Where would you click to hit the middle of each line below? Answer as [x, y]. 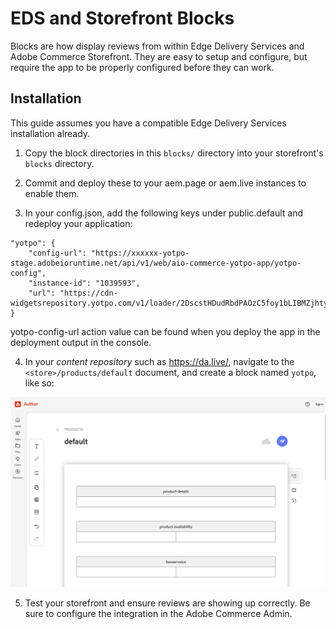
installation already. [50, 133]
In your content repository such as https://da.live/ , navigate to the [159, 361]
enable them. [52, 193]
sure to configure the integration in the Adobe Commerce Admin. [158, 614]
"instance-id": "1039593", [84, 283]
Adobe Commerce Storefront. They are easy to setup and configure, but [159, 56]
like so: [39, 383]
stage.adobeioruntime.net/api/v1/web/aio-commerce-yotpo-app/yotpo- [156, 263]
